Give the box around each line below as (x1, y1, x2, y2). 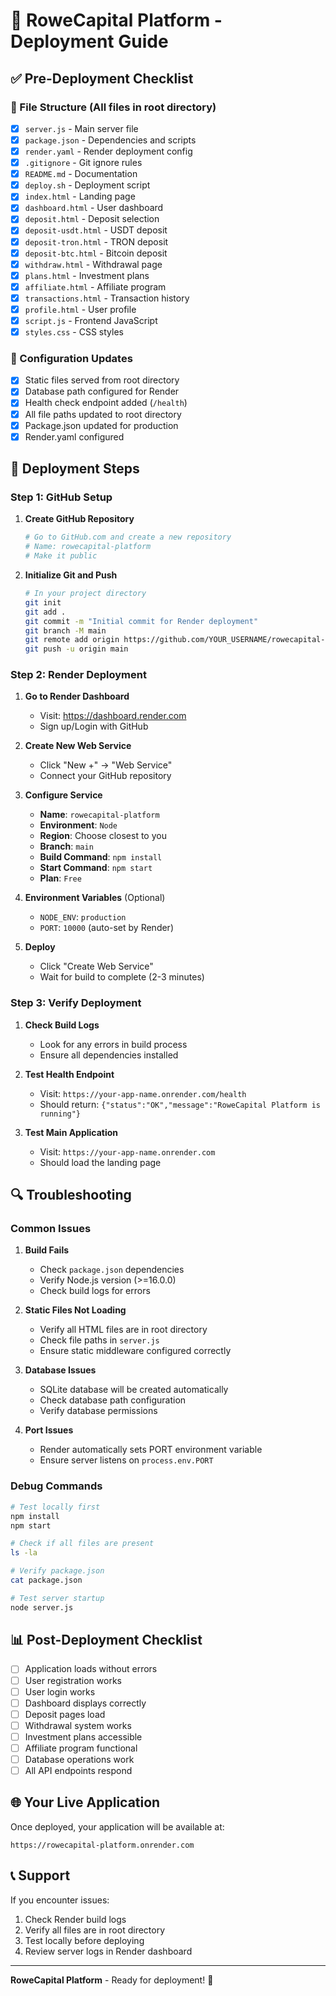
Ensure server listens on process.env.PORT (39, 1454, 214, 1466)
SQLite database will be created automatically (39, 1384, 229, 1396)
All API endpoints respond (24, 1765, 133, 1776)
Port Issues (24, 1424, 74, 1436)
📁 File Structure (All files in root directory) (10, 100, 217, 114)
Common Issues (10, 1222, 92, 1236)
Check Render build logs (24, 1913, 127, 1925)
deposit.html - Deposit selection (24, 213, 160, 225)
